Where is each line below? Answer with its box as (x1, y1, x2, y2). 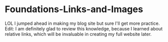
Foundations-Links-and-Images (5, 4, 143, 15)
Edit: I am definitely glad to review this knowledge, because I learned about (5, 25, 163, 31)
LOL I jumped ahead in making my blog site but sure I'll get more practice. (5, 20, 160, 26)
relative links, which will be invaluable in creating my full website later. (5, 31, 152, 37)
